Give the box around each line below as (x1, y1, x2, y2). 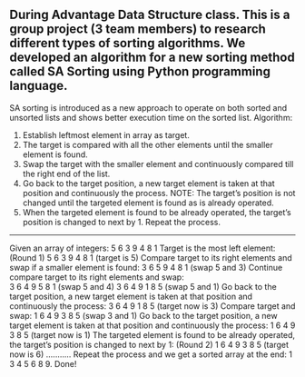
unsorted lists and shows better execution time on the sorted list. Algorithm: (9, 112, 293, 123)
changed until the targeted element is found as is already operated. (22, 197, 274, 208)
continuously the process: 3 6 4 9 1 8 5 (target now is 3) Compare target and (9, 300, 296, 312)
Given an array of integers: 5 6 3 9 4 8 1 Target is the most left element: (9, 243, 276, 253)
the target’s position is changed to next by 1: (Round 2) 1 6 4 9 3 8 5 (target (9, 339, 289, 350)
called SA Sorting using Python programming (9, 64, 271, 80)
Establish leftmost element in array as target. (22, 129, 191, 140)
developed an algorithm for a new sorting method (9, 50, 295, 65)
